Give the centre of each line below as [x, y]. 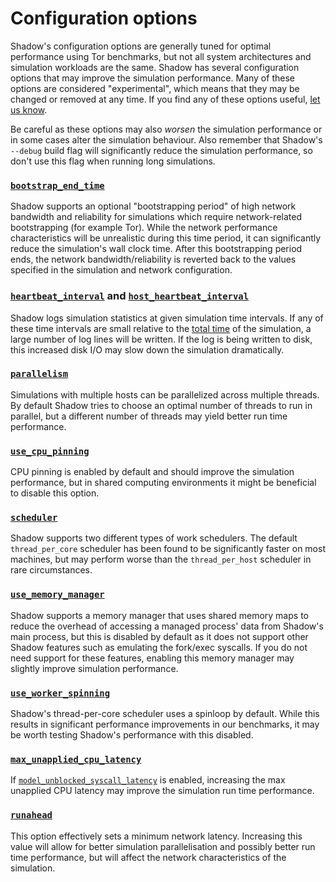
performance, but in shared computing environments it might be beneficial [163, 483]
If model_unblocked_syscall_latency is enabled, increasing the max [148, 780]
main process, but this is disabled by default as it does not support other [159, 636]
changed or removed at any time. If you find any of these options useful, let [165, 99]
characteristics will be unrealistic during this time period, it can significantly [166, 238]
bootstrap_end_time [57, 185]
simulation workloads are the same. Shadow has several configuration [155, 67]
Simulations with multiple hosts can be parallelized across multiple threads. [165, 394]
